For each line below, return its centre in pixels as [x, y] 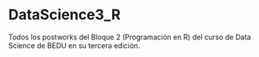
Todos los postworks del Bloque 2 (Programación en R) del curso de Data [129, 37]
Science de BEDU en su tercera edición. [74, 45]
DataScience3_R [65, 15]
